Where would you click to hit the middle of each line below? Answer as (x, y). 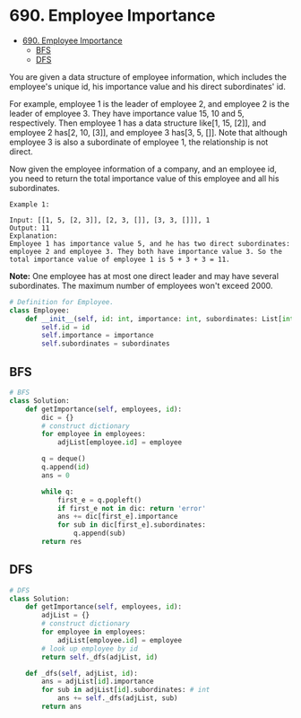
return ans (62, 707)
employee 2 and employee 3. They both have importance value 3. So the (146, 251)
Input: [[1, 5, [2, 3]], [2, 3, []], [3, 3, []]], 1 (110, 220)
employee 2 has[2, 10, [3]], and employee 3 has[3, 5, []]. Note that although (149, 132)
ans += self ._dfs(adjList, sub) (117, 698)
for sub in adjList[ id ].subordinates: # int (126, 690)
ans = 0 (56, 475)
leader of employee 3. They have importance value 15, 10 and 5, (127, 113)
